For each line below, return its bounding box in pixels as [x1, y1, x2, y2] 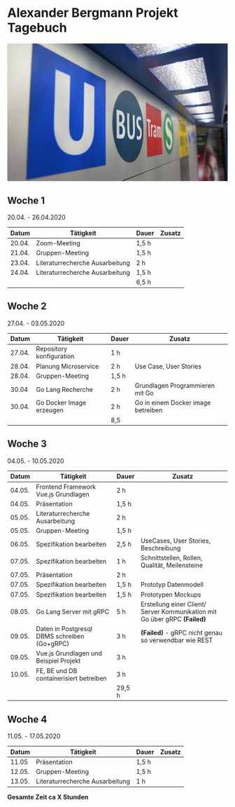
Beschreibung [141, 543, 181, 552]
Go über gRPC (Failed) [141, 615, 206, 623]
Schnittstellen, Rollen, [141, 553, 203, 562]
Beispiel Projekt [36, 657, 81, 665]
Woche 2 [7, 300, 47, 313]
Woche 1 [7, 195, 45, 207]
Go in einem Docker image [134, 398, 211, 407]
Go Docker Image [36, 398, 87, 407]
